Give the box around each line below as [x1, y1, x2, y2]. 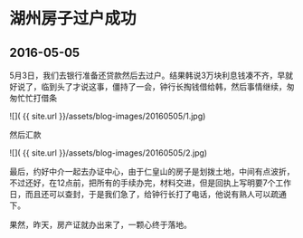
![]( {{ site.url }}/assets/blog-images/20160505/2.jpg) [9, 148, 208, 158]
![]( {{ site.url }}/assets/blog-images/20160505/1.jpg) [9, 110, 206, 121]
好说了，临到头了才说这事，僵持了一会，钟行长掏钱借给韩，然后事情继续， [9, 81, 287, 91]
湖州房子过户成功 [9, 8, 137, 29]
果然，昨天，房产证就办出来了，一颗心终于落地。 [9, 219, 192, 230]
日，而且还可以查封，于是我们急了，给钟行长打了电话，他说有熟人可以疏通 [9, 189, 287, 199]
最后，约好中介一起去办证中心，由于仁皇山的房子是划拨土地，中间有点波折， [9, 167, 295, 176]
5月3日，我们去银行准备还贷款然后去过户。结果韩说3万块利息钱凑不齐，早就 [9, 70, 294, 81]
